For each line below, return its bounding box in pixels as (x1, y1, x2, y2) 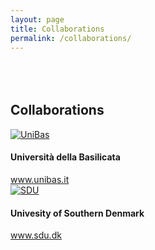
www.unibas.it (10, 174, 70, 185)
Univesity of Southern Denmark (10, 207, 145, 219)
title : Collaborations (10, 24, 105, 34)
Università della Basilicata (10, 151, 121, 163)
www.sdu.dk (10, 229, 62, 241)
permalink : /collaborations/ (10, 33, 132, 43)
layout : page (10, 14, 65, 25)
